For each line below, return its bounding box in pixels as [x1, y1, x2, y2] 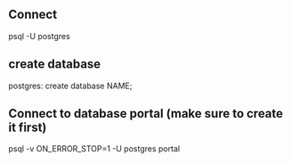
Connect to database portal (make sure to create [8, 106, 284, 121]
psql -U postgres [8, 30, 70, 41]
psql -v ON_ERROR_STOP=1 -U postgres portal [8, 143, 180, 154]
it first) [8, 120, 47, 135]
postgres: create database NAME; [8, 80, 133, 91]
